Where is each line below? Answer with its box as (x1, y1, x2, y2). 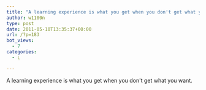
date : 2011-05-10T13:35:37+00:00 (6, 26, 92, 32)
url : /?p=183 (6, 32, 40, 38)
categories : (6, 49, 37, 55)
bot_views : (6, 37, 34, 43)
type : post (6, 20, 34, 26)
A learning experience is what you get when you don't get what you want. (6, 77, 193, 84)
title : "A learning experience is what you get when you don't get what (6, 9, 196, 15)
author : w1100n (6, 15, 45, 21)
